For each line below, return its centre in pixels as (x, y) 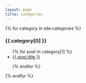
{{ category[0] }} (26, 41)
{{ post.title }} (26, 56)
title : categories (24, 14)
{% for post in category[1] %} (42, 52)
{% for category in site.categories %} (43, 28)
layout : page (19, 10)
